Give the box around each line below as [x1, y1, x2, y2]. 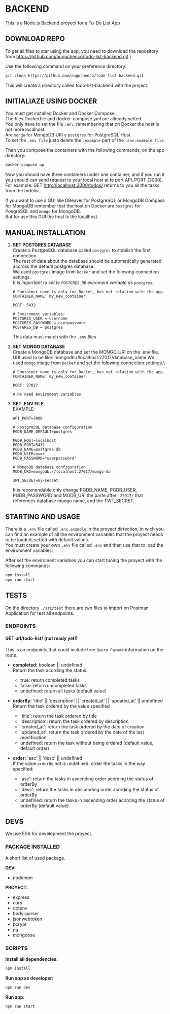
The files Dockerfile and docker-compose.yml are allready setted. [5, 116, 143, 122]
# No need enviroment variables [12, 392, 81, 397]
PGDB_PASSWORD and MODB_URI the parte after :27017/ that [12, 493, 143, 499]
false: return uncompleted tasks [20, 682, 87, 688]
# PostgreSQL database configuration [12, 425, 93, 430]
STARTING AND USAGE [5, 512, 80, 521]
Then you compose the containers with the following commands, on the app [5, 147, 165, 153]
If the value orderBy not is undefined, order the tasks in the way [12, 760, 146, 766]
